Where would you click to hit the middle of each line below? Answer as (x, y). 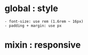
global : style (31, 9)
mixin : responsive (43, 45)
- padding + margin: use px (33, 26)
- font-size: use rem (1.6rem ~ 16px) (44, 21)
